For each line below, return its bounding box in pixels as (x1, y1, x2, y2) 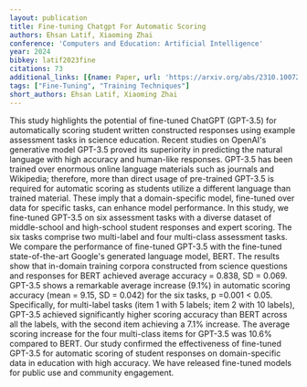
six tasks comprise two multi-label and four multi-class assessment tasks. (9, 231, 288, 242)
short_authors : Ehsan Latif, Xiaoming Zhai (9, 89, 178, 99)
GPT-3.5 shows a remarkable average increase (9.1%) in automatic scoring (9, 279, 291, 290)
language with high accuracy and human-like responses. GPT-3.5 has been (9, 153, 293, 164)
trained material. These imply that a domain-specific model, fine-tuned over (9, 193, 295, 204)
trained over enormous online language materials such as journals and (9, 163, 274, 174)
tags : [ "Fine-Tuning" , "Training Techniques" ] (9, 81, 190, 90)
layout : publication (9, 13, 89, 23)
